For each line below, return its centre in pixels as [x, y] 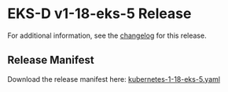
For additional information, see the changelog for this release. [107, 35]
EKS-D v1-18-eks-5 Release [99, 14]
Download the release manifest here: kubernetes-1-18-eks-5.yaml [114, 79]
